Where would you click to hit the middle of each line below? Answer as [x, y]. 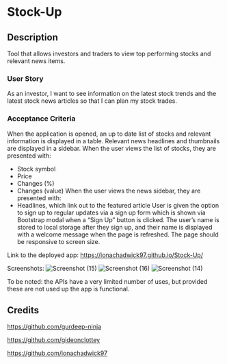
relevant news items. [36, 61]
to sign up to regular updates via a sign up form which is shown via [111, 213]
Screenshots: [26, 268]
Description [32, 37]
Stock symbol [36, 169]
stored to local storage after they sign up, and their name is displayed [115, 227]
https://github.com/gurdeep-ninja [54, 327]
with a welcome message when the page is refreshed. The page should [118, 234]
